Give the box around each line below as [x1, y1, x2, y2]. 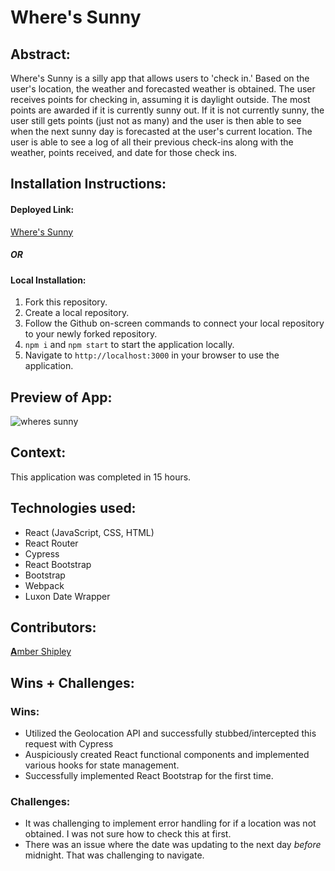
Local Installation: [10, 274, 87, 286]
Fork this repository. [24, 296, 108, 308]
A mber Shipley [10, 646, 72, 658]
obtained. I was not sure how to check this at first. [24, 828, 232, 840]
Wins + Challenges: [10, 674, 135, 691]
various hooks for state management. [24, 759, 180, 771]
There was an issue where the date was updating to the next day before [24, 839, 322, 851]
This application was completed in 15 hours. [10, 471, 192, 483]
